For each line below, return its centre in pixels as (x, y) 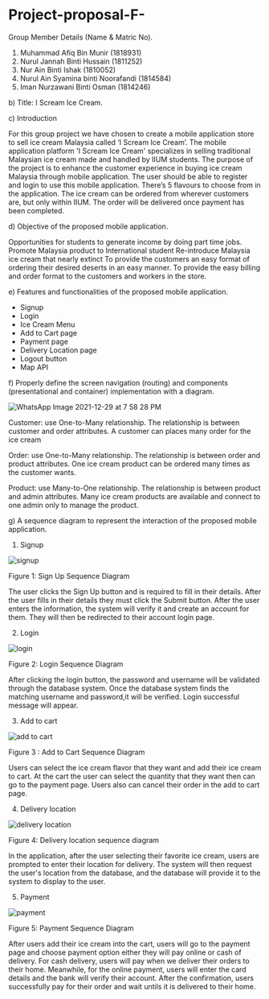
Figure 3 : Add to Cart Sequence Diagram (77, 752)
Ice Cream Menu (47, 324)
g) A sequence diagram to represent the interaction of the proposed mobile (132, 520)
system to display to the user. (57, 881)
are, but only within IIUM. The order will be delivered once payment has (126, 202)
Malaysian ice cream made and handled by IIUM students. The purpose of (131, 159)
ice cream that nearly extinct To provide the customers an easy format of (129, 258)
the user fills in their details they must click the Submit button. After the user (134, 600)
